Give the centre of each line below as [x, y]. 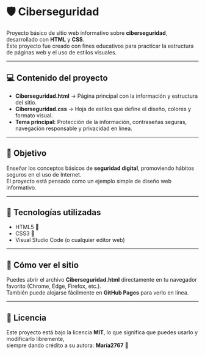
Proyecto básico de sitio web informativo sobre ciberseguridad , [87, 33]
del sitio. [26, 102]
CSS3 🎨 [25, 233]
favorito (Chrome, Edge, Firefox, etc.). [54, 286]
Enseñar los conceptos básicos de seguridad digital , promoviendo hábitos [100, 168]
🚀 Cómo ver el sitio [43, 265]
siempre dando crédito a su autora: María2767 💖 [67, 345]
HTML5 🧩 [27, 227]
